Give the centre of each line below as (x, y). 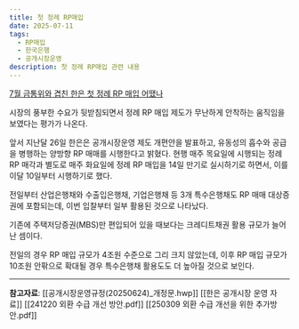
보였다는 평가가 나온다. (48, 123)
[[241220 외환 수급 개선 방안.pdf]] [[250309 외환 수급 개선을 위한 (139, 304)
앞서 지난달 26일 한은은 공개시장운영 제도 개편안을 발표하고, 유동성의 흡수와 (140, 142)
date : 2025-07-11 (41, 26)
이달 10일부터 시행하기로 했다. (61, 175)
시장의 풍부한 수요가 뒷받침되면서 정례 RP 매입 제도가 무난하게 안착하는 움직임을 (147, 112)
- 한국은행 (34, 51)
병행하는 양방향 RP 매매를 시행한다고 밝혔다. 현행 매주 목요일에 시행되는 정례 (150, 153)
